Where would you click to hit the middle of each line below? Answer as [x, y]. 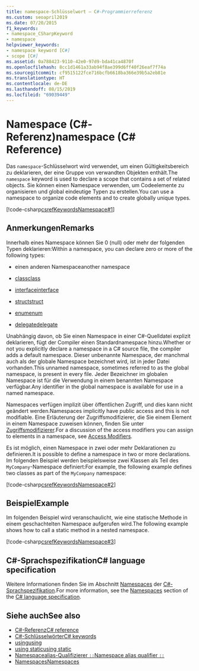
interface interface [37, 290]
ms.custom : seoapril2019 [37, 17]
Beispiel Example [38, 503]
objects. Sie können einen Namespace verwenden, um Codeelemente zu [95, 185]
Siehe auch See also [43, 615]
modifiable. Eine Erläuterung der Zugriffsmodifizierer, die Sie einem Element [99, 417]
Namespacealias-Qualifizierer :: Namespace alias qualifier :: [89, 655]
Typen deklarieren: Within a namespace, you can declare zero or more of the [99, 248]
